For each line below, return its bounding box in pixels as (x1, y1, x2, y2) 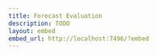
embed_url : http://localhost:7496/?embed (8, 34, 150, 43)
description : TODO (8, 19, 70, 27)
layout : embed (8, 27, 56, 35)
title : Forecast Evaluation (8, 11, 103, 20)
